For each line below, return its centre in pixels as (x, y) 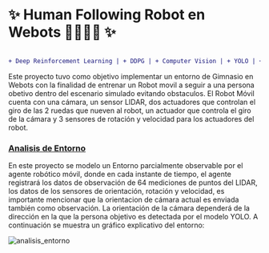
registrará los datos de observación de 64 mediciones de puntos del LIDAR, (133, 183)
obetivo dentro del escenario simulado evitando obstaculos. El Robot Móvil (131, 93)
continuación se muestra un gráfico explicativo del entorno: (106, 225)
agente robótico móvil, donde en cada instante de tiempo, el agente (120, 175)
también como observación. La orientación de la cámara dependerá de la (129, 208)
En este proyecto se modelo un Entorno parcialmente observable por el (126, 166)
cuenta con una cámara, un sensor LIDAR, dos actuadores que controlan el (132, 102)
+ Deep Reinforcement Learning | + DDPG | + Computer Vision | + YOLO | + (136, 61)
